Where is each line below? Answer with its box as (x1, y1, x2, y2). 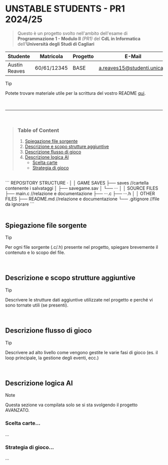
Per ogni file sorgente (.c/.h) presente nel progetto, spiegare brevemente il (5, 244, 158, 250)
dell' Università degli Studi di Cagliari (17, 41, 95, 47)
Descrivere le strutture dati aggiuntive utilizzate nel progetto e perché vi (5, 296, 153, 302)
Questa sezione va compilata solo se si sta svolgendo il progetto (5, 402, 138, 408)
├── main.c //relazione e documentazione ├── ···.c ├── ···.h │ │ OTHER (5, 191, 155, 197)
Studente (7, 53, 30, 60)
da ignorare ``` (5, 201, 34, 207)
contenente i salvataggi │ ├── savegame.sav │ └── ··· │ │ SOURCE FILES (5, 185, 158, 191)
